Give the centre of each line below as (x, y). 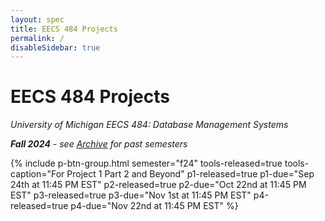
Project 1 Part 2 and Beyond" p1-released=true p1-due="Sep (190, 174)
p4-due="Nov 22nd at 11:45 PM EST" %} (154, 206)
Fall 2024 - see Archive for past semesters (99, 144)
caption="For (37, 174)
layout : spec (37, 19)
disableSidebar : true (55, 47)
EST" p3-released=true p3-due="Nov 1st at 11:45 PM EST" (131, 195)
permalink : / (37, 38)
